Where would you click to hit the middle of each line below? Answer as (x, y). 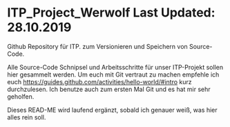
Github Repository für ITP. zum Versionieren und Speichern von (97, 46)
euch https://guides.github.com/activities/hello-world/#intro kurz (99, 81)
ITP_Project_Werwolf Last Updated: (111, 13)
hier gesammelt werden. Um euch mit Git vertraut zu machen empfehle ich (113, 75)
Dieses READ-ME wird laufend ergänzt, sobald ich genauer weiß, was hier (112, 110)
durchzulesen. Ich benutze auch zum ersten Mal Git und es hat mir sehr (109, 89)
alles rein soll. (27, 117)
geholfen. (21, 96)
